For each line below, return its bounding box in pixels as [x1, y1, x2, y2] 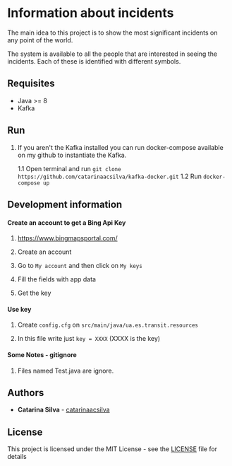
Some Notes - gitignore [7, 350, 78, 359]
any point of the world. [7, 35, 73, 44]
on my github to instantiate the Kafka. [17, 151, 127, 159]
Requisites [7, 78, 55, 90]
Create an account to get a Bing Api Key [7, 218, 126, 227]
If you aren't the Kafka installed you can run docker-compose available [17, 143, 224, 151]
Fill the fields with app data [17, 275, 97, 284]
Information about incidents [7, 5, 174, 21]
